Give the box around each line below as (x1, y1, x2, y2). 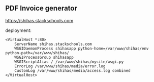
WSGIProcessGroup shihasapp (14, 55, 74, 60)
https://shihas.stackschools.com (5, 17, 74, 23)
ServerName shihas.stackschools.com (14, 42, 93, 47)
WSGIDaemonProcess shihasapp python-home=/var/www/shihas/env (14, 46, 149, 51)
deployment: (5, 27, 32, 33)
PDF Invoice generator (5, 4, 78, 13)
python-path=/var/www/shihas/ (5, 50, 70, 55)
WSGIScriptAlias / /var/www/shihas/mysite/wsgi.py (14, 59, 124, 64)
